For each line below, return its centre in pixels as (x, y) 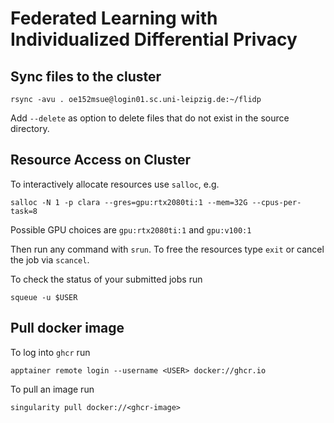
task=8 (24, 211)
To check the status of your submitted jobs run (106, 279)
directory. (30, 128)
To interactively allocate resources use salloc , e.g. (115, 184)
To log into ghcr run (50, 352)
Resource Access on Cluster (101, 160)
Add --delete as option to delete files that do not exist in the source (150, 118)
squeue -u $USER (44, 297)
